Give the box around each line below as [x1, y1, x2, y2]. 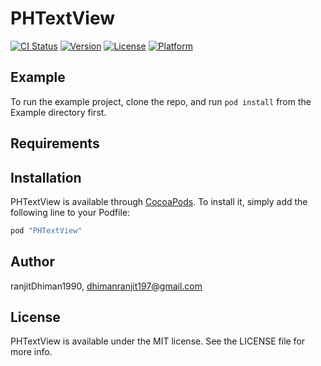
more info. [10, 346, 53, 358]
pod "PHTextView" [10, 225, 83, 236]
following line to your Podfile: [10, 206, 131, 218]
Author [10, 253, 55, 271]
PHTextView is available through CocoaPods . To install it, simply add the [10, 195, 308, 207]
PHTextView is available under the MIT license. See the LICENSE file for [10, 335, 306, 347]
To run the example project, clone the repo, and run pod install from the [10, 95, 312, 107]
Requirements [10, 135, 100, 152]
